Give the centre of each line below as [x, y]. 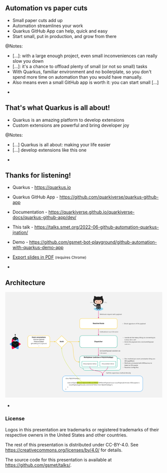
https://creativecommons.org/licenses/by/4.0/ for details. [64, 450]
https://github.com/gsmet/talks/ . [38, 465]
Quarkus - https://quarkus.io [42, 187]
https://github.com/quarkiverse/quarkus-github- [109, 197]
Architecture [25, 283]
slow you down [28, 61]
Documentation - [30, 212]
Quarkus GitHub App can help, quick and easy [60, 31]
